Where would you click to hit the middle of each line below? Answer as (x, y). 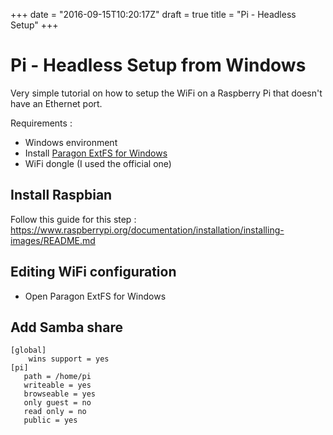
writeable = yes (57, 385)
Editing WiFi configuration (93, 272)
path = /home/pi (57, 377)
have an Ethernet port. (56, 103)
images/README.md (53, 240)
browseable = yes (60, 394)
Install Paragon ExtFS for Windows (96, 153)
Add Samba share (66, 327)
